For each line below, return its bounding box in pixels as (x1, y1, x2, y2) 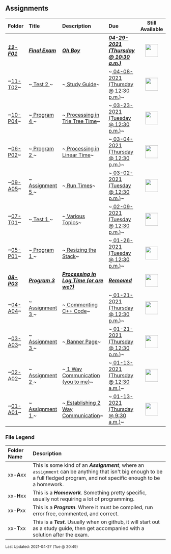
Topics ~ (62, 219, 82, 226)
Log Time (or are (62, 277, 104, 284)
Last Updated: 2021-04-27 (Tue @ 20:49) (5, 544, 78, 549)
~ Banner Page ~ (62, 338, 101, 345)
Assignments (5, 4, 49, 13)
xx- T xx (8, 525, 26, 532)
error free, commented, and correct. (33, 510, 119, 517)
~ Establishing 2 (62, 399, 101, 406)
